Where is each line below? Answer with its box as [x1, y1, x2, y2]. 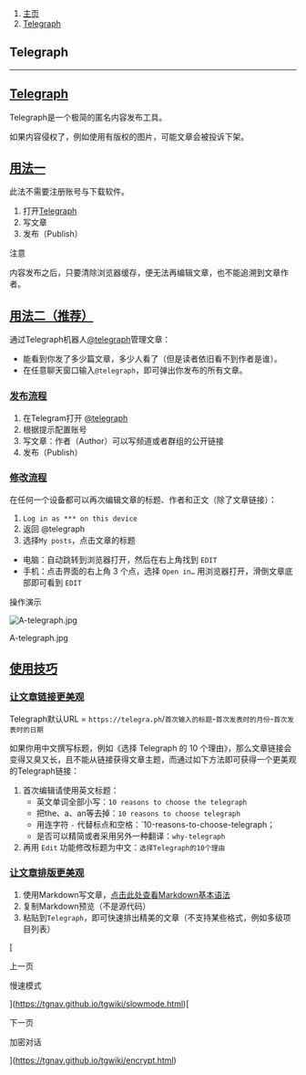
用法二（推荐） [9, 308, 94, 323]
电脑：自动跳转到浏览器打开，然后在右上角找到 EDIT [22, 553, 218, 564]
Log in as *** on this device [22, 514, 138, 523]
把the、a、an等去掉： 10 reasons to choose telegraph [36, 807, 241, 818]
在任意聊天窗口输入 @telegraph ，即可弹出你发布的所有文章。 [22, 364, 248, 376]
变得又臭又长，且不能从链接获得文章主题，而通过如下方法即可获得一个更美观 [9, 754, 297, 764]
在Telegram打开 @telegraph [22, 412, 128, 423]
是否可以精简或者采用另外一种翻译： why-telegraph [36, 830, 226, 841]
